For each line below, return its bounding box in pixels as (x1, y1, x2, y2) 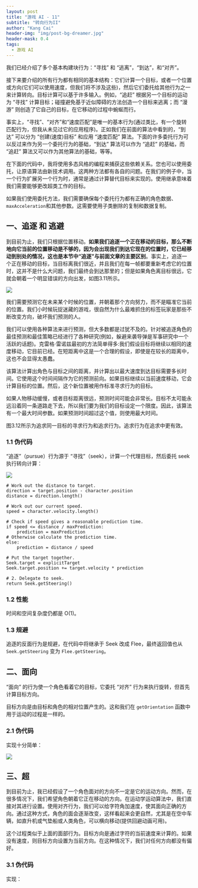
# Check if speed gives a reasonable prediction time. (6, 519, 144, 525)
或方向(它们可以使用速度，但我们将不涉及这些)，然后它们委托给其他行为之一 (6, 84, 191, 91)
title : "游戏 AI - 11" (6, 14, 60, 20)
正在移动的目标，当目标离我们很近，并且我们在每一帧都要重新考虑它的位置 (11, 260, 192, 267)
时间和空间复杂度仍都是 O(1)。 (6, 610, 80, 617)
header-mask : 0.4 (6, 36, 49, 42)
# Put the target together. (6, 555, 75, 561)
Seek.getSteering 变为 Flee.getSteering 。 (6, 648, 109, 655)
